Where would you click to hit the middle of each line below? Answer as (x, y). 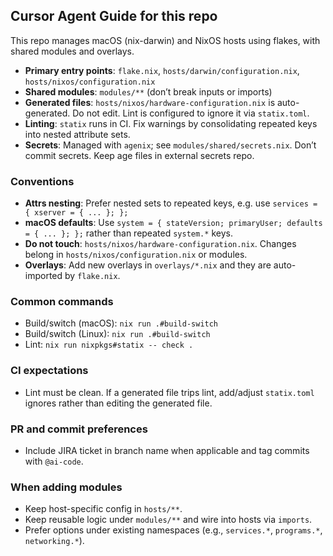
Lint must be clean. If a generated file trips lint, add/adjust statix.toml (169, 392)
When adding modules (66, 487)
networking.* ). (54, 541)
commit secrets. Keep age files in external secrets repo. (139, 155)
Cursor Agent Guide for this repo (114, 16)
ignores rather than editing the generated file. (118, 403)
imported (43, 276)
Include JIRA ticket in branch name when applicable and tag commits (167, 450)
